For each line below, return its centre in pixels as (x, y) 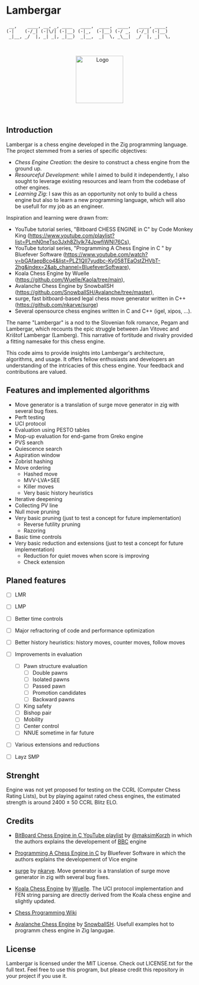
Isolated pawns (51, 679)
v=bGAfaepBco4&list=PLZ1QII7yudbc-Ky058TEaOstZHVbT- (88, 261)
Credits (20, 821)
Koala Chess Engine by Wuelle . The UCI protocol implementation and (99, 888)
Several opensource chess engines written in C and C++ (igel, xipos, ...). (103, 311)
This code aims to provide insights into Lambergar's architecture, (86, 352)
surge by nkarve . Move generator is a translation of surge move (92, 871)
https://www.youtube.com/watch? (106, 254)
